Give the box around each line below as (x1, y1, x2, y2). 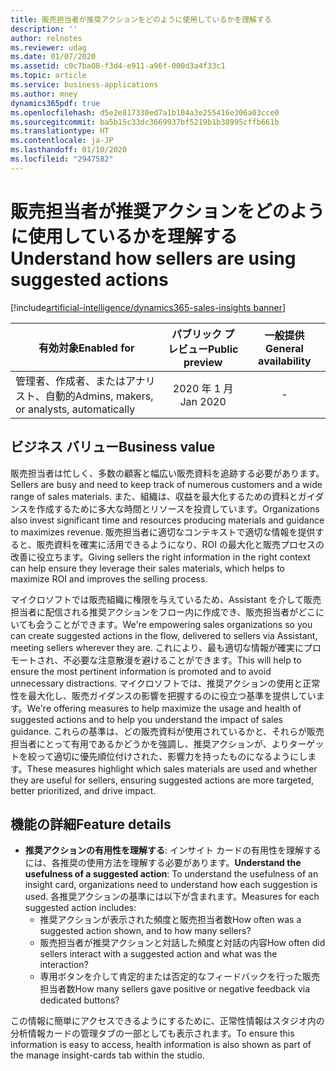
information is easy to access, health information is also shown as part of (10, 1039, 312, 1051)
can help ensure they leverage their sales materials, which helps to (10, 562, 285, 574)
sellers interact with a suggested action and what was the (39, 948, 278, 960)
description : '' (10, 24, 78, 34)
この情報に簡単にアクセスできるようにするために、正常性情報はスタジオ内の (10, 1015, 325, 1027)
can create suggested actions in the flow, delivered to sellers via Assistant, (10, 629, 318, 641)
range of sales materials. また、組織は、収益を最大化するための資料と (10, 490, 298, 502)
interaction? (39, 959, 89, 971)
